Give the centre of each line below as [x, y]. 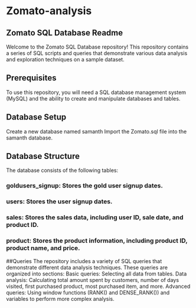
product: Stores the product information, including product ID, [97, 241]
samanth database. [30, 138]
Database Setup [36, 117]
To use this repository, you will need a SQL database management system [96, 92]
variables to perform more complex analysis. [60, 299]
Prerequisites [31, 78]
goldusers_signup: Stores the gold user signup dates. [85, 186]
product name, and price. [43, 248]
